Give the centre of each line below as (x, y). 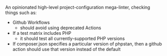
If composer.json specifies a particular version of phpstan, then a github (87, 44)
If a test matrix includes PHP (42, 33)
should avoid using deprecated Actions (61, 28)
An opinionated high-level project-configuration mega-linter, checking (78, 7)
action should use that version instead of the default (66, 49)
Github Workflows (31, 22)
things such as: (21, 13)
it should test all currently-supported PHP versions (72, 38)
